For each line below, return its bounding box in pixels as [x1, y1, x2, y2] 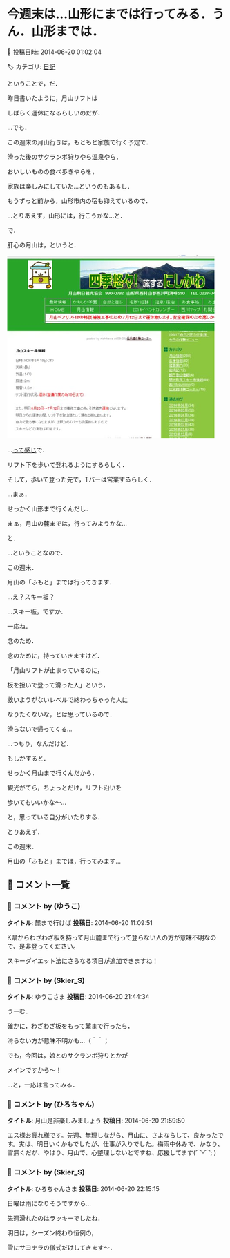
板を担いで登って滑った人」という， [7, 680, 109, 689]
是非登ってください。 [19, 942, 79, 950]
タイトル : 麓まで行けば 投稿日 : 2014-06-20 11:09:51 [7, 918, 153, 926]
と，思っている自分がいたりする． [7, 812, 104, 821]
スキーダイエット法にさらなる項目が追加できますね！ [7, 956, 159, 964]
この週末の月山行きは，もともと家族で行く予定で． [7, 137, 152, 146]
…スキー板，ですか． [7, 607, 67, 616]
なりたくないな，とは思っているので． [7, 709, 116, 718]
